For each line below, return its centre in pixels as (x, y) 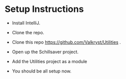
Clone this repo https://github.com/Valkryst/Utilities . (66, 42)
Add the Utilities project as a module (49, 61)
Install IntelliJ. (26, 23)
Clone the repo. (28, 32)
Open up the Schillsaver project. (45, 52)
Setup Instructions (44, 9)
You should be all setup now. (42, 71)
